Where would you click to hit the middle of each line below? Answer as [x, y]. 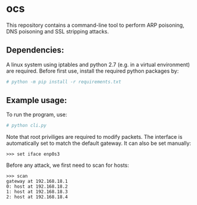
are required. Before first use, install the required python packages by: [93, 71]
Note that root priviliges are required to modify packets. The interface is [94, 137]
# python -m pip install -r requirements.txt [64, 82]
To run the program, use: [37, 114]
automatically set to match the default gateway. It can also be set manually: [99, 143]
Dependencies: [35, 50]
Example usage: [37, 100]
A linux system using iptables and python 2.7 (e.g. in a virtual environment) [98, 64]
